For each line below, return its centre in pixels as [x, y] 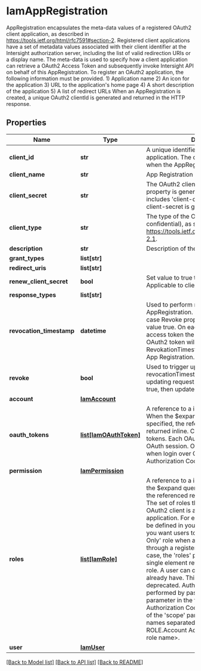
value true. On [166, 327]
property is [162, 192]
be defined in [165, 525]
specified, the [165, 423]
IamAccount [98, 399]
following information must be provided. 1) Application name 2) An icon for [98, 78]
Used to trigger [167, 366]
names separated [171, 623]
